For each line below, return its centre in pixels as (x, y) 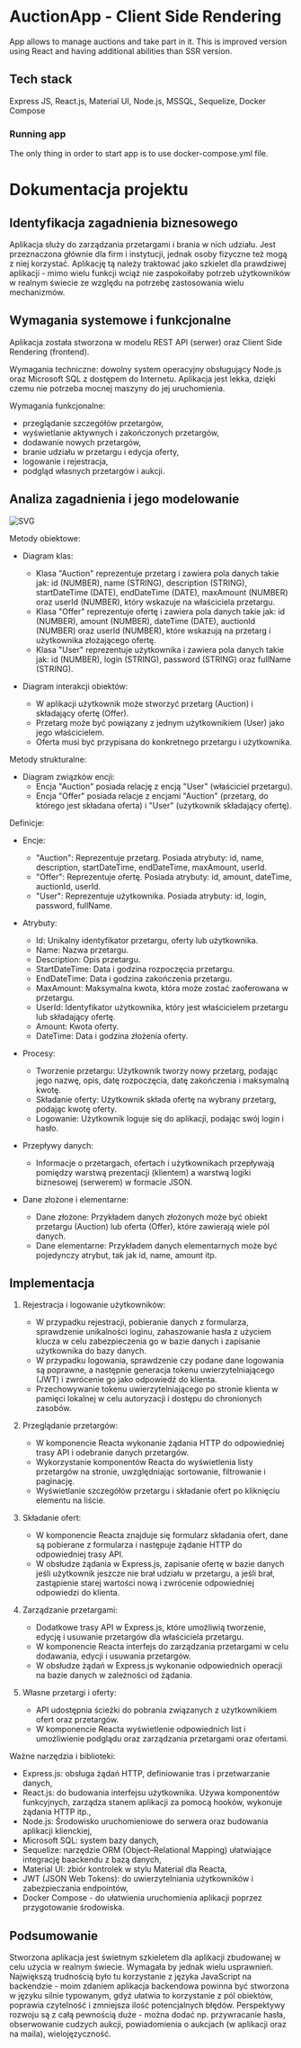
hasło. (47, 1128)
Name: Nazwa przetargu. (82, 950)
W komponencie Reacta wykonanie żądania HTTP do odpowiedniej (160, 1443)
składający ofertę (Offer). (82, 713)
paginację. (55, 1481)
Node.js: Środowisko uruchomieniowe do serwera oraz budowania (145, 1821)
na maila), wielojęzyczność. (60, 2034)
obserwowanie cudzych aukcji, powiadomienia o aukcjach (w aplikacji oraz (148, 2025)
